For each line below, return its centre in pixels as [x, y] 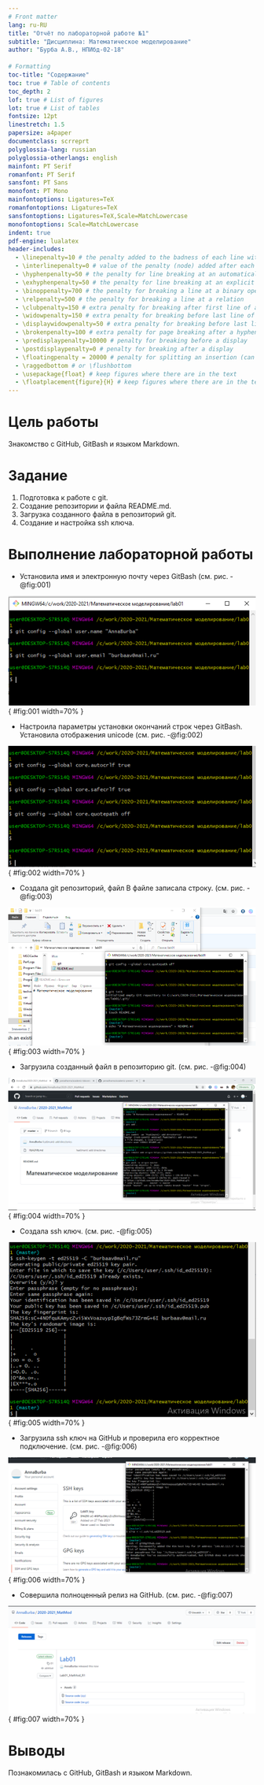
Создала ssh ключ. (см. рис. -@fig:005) [86, 1231]
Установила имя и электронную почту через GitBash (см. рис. [124, 576]
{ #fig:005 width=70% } [46, 1423]
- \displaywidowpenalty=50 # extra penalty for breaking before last [131, 324]
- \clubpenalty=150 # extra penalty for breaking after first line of [133, 307]
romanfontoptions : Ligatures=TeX [63, 208]
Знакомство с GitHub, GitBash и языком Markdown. [94, 444]
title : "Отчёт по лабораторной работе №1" [79, 33]
